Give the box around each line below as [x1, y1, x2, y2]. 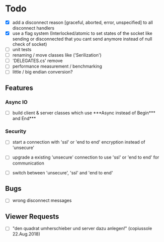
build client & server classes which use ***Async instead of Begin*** [12, 110, 156, 116]
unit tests [12, 47, 32, 53]
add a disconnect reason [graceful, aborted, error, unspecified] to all [12, 19, 153, 25]
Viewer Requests [5, 212, 60, 221]
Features [5, 83, 33, 92]
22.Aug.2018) [12, 231, 41, 237]
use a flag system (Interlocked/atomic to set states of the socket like [12, 30, 153, 36]
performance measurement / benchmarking [12, 63, 102, 70]
